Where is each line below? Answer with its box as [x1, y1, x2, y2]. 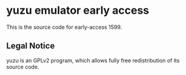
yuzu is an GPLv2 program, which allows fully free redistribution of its [6, 56, 180, 64]
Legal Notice [6, 41, 55, 51]
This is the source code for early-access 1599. [6, 23, 122, 31]
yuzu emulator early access [6, 4, 150, 17]
